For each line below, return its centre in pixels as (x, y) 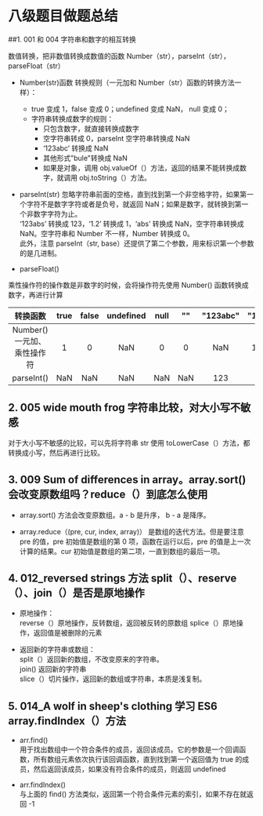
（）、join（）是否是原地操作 (76, 593)
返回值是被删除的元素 (68, 633)
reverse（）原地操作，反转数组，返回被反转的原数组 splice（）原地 (128, 623)
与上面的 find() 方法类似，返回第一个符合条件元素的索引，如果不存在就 (133, 794)
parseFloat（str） (36, 66)
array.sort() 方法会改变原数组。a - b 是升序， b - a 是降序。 (115, 515)
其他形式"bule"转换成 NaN (85, 158)
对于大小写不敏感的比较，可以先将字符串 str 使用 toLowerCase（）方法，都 (129, 443)
